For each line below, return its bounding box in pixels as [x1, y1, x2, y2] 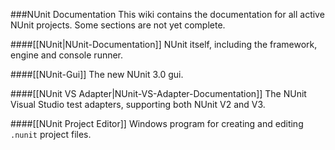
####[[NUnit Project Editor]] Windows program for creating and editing [10, 118, 304, 129]
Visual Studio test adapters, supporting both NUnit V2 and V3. [10, 99, 266, 110]
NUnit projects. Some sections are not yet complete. [10, 19, 226, 31]
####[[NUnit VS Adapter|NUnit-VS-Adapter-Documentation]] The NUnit [10, 88, 307, 99]
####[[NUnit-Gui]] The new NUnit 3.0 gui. [10, 69, 184, 80]
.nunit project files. [10, 129, 92, 140]
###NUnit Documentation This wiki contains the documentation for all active [10, 9, 325, 20]
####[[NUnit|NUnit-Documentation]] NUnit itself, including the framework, [10, 39, 318, 50]
